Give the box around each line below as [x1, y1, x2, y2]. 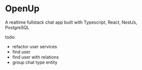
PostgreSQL [5, 24, 29, 30]
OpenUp [5, 3, 40, 14]
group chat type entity [12, 59, 57, 65]
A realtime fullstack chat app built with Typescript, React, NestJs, [5, 19, 138, 25]
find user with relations [12, 54, 59, 60]
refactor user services [12, 43, 57, 49]
